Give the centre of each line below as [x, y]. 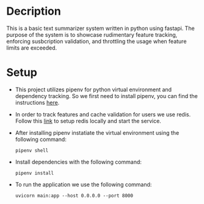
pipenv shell [32, 150]
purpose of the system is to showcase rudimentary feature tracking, [92, 34]
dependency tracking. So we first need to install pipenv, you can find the [106, 96]
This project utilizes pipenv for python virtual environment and [93, 89]
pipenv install [35, 173]
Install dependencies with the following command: [78, 162]
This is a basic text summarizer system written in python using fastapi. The [100, 28]
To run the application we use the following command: [83, 184]
